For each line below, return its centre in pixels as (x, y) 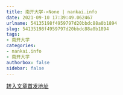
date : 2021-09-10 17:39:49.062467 (50, 18)
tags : (13, 34)
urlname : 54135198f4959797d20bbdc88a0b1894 (62, 23)
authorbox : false (28, 62)
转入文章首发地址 (27, 86)
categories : (21, 46)
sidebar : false (25, 68)
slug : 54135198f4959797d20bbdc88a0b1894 (58, 29)
